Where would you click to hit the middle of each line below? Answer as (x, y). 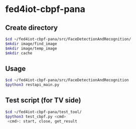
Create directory (32, 28)
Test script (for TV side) (43, 100)
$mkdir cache (19, 53)
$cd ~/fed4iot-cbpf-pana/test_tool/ (43, 112)
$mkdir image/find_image (31, 43)
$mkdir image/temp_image (31, 48)
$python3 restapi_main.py (32, 85)
